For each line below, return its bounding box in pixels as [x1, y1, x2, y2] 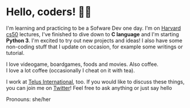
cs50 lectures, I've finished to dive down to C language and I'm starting [6, 30, 179, 37]
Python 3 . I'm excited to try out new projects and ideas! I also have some [6, 37, 183, 44]
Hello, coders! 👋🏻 [6, 5, 92, 19]
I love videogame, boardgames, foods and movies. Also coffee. [6, 61, 159, 68]
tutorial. [6, 49, 25, 56]
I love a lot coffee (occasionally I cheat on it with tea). [6, 67, 135, 74]
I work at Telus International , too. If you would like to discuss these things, [6, 78, 185, 85]
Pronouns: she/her [6, 96, 51, 103]
